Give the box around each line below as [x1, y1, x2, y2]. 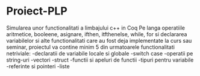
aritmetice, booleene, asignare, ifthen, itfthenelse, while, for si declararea [6, 30, 187, 37]
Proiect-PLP [6, 4, 67, 18]
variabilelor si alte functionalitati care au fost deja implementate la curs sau [6, 37, 192, 44]
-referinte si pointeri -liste [6, 62, 70, 70]
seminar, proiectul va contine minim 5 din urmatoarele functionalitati [6, 43, 175, 51]
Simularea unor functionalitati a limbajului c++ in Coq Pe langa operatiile [6, 24, 186, 31]
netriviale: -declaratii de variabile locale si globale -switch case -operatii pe [6, 49, 193, 57]
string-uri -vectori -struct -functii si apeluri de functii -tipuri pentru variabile [6, 56, 194, 63]
